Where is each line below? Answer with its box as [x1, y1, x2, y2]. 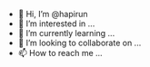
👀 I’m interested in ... [17, 18, 95, 29]
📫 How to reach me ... [17, 48, 103, 58]
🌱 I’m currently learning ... [17, 28, 115, 38]
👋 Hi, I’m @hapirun [17, 9, 88, 19]
